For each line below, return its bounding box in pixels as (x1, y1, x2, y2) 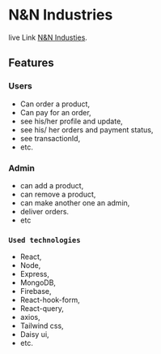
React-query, (19, 304, 65, 313)
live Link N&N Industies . (8, 32, 87, 42)
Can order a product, (19, 99, 91, 109)
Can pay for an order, (19, 107, 91, 117)
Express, (19, 270, 50, 279)
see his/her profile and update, (19, 116, 123, 126)
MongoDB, (19, 278, 57, 287)
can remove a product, (19, 189, 96, 199)
